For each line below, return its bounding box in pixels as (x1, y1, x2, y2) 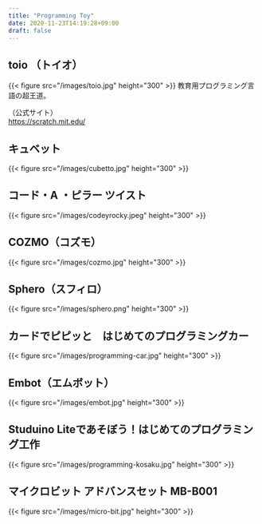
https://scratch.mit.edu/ (8, 117, 86, 126)
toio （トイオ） (8, 58, 83, 72)
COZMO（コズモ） (8, 236, 102, 249)
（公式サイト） (8, 108, 57, 117)
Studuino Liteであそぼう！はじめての (8, 423, 191, 436)
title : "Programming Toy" (8, 11, 94, 20)
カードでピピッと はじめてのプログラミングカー (8, 329, 249, 343)
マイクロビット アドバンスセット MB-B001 (8, 485, 217, 498)
